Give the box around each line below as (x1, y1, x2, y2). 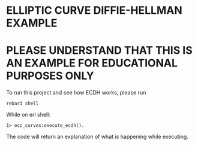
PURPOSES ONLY (6, 69, 94, 83)
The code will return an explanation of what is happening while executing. (6, 133, 189, 141)
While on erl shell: (6, 111, 51, 118)
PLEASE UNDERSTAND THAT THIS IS (6, 44, 193, 57)
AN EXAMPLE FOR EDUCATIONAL (6, 56, 178, 70)
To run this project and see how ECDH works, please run (6, 89, 146, 96)
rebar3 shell (6, 101, 39, 107)
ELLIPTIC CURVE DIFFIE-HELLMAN (6, 4, 182, 17)
